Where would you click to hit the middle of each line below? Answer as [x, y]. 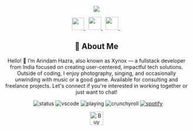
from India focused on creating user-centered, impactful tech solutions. [96, 67]
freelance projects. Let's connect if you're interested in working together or [96, 86]
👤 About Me [96, 46]
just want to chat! [96, 92]
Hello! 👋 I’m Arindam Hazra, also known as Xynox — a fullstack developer [96, 60]
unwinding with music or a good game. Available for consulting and [96, 79]
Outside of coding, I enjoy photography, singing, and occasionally [96, 73]
